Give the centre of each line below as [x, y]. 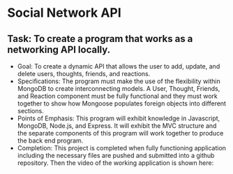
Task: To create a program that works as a [100, 39]
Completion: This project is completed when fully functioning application [122, 148]
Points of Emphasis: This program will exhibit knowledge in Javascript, [119, 118]
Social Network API [65, 13]
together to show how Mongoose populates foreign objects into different [122, 103]
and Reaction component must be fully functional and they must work [118, 96]
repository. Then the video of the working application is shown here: [115, 163]
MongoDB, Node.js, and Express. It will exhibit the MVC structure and [117, 126]
